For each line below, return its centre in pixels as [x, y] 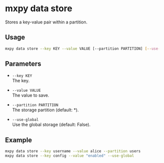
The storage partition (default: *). [45, 110]
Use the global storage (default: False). [51, 124]
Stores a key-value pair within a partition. [46, 22]
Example [19, 140]
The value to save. [31, 95]
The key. [21, 81]
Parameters [23, 64]
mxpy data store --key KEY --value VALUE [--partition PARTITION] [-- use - [83, 49]
